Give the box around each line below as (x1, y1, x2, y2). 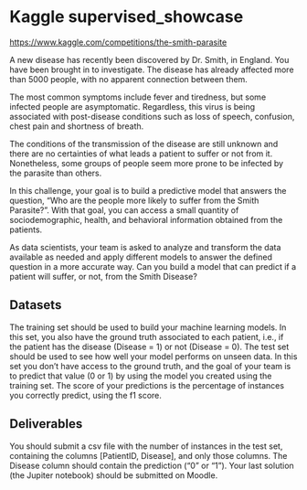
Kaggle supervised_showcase (9, 6, 244, 27)
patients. (9, 224, 43, 235)
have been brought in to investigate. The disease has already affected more (9, 64, 294, 75)
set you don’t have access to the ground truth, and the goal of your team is (9, 360, 291, 371)
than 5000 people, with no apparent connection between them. (9, 73, 249, 84)
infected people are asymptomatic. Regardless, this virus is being (9, 101, 256, 112)
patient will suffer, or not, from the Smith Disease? (9, 271, 198, 282)
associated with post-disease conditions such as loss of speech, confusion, (9, 111, 295, 122)
